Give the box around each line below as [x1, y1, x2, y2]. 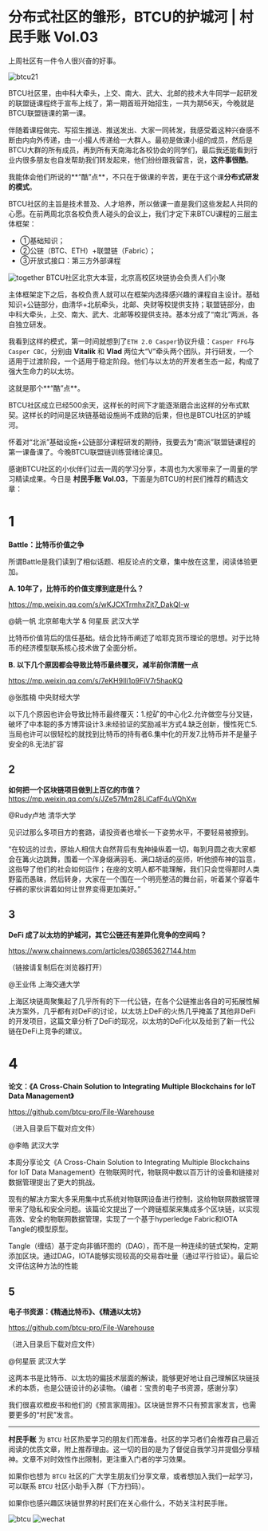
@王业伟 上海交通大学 [8, 979, 81, 989]
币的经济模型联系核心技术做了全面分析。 [8, 643, 141, 652]
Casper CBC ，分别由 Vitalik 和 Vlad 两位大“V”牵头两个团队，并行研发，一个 [8, 346, 254, 356]
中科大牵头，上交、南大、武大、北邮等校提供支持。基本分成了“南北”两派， [8, 309, 253, 319]
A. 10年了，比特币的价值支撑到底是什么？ [8, 584, 144, 593]
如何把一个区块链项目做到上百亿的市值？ [8, 785, 141, 794]
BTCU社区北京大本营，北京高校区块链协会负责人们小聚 [45, 273, 226, 282]
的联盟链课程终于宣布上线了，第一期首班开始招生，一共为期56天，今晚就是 [8, 98, 254, 108]
